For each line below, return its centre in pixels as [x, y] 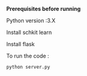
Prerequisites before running [43, 9]
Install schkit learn [29, 32]
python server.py [28, 67]
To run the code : [28, 56]
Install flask [21, 44]
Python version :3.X [31, 20]
